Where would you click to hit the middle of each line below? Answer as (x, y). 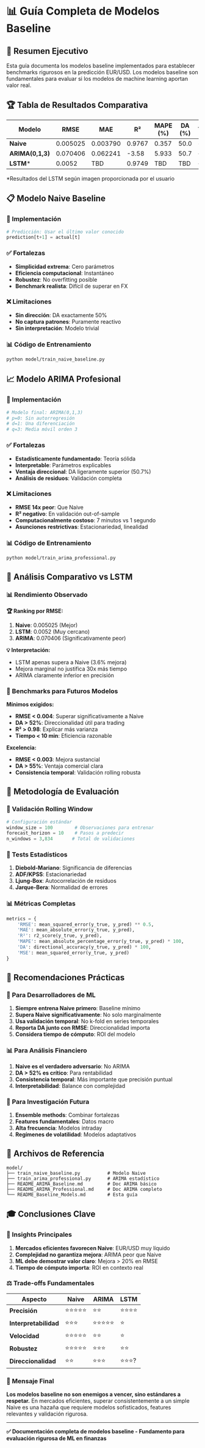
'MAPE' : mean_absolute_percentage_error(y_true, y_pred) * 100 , (101, 942)
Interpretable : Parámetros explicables (63, 465)
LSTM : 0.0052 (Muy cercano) (52, 631)
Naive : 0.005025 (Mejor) (46, 625)
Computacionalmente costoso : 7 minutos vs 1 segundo (85, 520)
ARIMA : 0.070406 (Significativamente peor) (70, 638)
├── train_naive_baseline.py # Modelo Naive (76, 1173)
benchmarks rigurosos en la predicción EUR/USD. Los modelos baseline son (102, 72)
